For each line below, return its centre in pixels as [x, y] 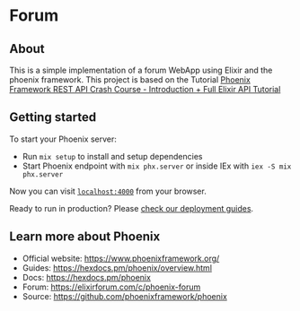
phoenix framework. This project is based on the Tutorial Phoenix [130, 80]
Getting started [53, 117]
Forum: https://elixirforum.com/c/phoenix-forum [111, 287]
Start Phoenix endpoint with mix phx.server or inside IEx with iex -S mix [157, 166]
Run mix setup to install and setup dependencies [112, 156]
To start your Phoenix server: [63, 139]
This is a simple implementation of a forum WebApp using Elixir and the [141, 70]
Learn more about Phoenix [85, 237]
